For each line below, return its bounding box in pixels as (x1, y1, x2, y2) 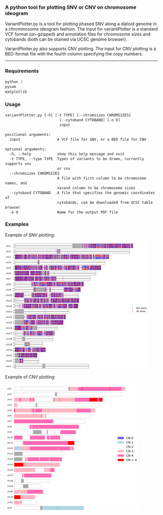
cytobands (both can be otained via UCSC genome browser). (5, 36, 128, 42)
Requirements (5, 67, 39, 74)
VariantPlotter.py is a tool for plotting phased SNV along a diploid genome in (5, 21, 157, 27)
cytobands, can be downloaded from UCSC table (57, 200, 153, 205)
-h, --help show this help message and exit (9, 151, 125, 156)
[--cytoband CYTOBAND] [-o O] (59, 117, 120, 122)
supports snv (5, 161, 32, 166)
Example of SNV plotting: (5, 232, 55, 238)
